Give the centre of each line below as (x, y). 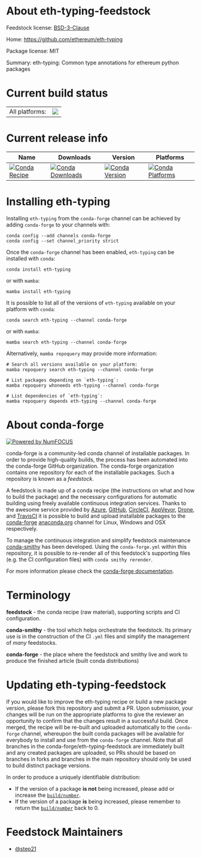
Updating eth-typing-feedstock (86, 685)
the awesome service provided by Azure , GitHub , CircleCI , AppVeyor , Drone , (100, 509)
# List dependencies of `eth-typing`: (54, 396)
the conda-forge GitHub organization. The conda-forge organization (90, 466)
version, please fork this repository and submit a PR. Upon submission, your (100, 708)
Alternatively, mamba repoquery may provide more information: (82, 353)
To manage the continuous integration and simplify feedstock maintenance (98, 540)
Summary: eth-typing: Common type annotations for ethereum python (93, 62)
